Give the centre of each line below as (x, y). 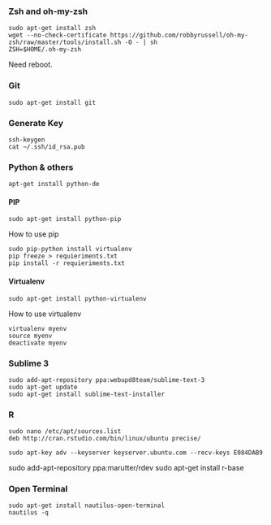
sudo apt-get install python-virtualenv (78, 298)
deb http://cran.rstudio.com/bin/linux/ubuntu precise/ (105, 439)
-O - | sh (141, 42)
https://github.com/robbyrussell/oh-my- (179, 35)
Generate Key (36, 123)
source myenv (30, 336)
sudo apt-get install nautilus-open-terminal (86, 505)
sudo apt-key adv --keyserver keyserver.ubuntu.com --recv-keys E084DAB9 (136, 453)
